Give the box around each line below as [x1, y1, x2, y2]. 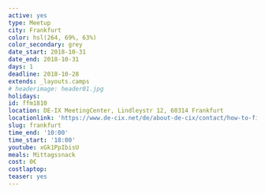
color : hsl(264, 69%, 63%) [8, 33, 97, 42]
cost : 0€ [8, 158, 37, 166]
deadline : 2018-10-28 [8, 70, 80, 78]
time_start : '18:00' [8, 135, 77, 144]
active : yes [8, 11, 47, 20]
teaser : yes [8, 173, 47, 181]
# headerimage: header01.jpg [8, 84, 104, 93]
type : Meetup [8, 19, 51, 27]
